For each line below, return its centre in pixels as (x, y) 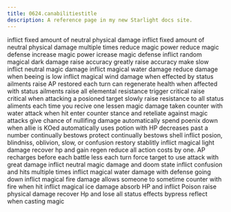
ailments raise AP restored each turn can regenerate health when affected (112, 84)
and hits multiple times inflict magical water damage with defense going (109, 172)
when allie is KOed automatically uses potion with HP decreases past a (108, 128)
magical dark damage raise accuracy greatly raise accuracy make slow (108, 61)
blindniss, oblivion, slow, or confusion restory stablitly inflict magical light (111, 142)
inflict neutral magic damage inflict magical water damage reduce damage (113, 69)
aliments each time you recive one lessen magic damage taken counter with (115, 106)
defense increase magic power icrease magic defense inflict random (104, 54)
